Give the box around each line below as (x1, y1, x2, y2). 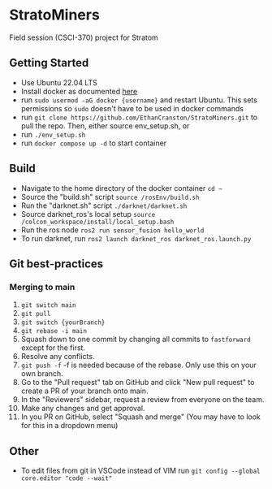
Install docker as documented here (20, 86, 138, 96)
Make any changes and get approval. (20, 404, 145, 413)
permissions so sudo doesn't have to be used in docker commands (20, 103, 244, 113)
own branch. (20, 369, 63, 379)
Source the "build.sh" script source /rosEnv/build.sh (20, 192, 200, 201)
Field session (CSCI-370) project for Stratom (9, 32, 159, 42)
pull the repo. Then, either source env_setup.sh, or (20, 120, 190, 131)
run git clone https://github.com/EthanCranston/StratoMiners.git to (20, 112, 258, 122)
